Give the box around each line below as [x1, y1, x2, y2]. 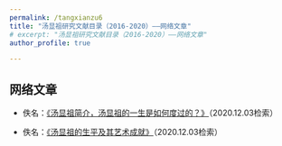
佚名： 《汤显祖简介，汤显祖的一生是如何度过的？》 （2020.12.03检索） [22, 107, 278, 118]
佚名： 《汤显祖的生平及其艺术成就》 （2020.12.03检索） [22, 127, 223, 138]
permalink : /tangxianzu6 [9, 13, 103, 23]
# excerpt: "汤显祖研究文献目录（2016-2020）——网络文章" [9, 30, 208, 39]
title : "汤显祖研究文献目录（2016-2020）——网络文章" [9, 22, 192, 31]
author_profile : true [9, 38, 91, 48]
